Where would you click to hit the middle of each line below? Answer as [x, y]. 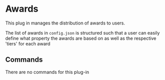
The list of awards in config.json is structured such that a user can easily [82, 33]
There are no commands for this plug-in [47, 72]
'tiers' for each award [28, 43]
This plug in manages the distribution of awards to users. [65, 23]
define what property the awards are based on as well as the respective [81, 38]
